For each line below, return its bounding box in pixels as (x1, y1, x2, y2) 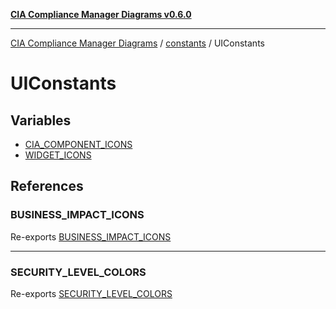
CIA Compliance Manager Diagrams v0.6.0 (10, 9, 192, 20)
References (10, 178, 84, 195)
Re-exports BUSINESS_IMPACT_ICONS (10, 230, 172, 243)
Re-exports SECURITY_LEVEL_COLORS (10, 287, 173, 299)
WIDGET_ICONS (24, 149, 92, 161)
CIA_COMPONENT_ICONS (24, 139, 133, 150)
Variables (10, 112, 72, 129)
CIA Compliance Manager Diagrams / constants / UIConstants (10, 37, 265, 49)
